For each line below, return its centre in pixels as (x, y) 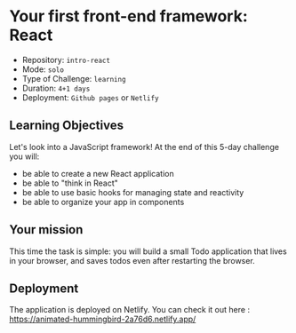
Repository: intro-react (66, 59)
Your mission (46, 230)
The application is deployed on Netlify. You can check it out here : (130, 310)
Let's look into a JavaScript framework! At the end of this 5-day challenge (144, 147)
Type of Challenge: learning (74, 78)
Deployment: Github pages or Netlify (90, 97)
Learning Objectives (67, 126)
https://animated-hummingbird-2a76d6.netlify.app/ (103, 319)
